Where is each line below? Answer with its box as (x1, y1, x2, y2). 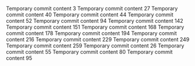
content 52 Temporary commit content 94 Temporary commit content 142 (6, 18, 184, 24)
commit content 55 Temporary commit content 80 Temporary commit (6, 48, 173, 55)
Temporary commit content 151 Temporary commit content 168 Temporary (6, 23, 184, 30)
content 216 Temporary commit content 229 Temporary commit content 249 (6, 36, 190, 43)
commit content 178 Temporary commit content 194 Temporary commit (6, 30, 177, 37)
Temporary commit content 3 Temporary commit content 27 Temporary (6, 5, 178, 12)
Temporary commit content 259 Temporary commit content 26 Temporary (6, 42, 184, 49)
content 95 (6, 55, 33, 61)
